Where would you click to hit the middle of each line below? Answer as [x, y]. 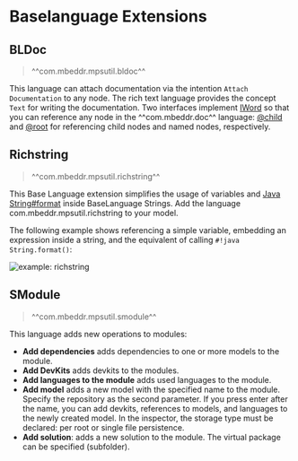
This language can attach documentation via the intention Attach [129, 88]
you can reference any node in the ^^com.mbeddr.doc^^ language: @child [146, 117]
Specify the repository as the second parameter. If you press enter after [155, 399]
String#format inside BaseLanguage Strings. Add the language [125, 203]
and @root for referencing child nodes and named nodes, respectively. [140, 126]
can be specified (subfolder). [76, 447]
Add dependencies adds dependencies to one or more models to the [151, 351]
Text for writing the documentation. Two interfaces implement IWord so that [149, 108]
